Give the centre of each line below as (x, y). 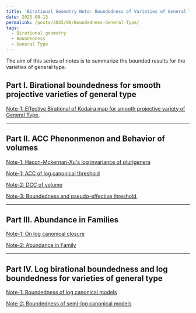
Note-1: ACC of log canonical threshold (53, 173)
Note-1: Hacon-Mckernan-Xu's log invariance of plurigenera (78, 162)
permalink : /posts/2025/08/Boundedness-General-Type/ (73, 22)
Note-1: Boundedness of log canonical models (62, 293)
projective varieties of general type (71, 94)
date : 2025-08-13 (27, 17)
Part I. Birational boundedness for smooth (83, 85)
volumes (22, 148)
